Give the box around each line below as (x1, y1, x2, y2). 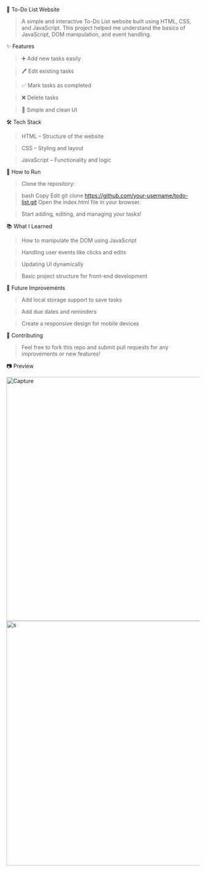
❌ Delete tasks (21, 94, 59, 101)
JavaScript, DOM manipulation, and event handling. (21, 31, 151, 38)
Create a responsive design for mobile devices (21, 320, 139, 327)
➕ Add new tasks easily (21, 55, 81, 62)
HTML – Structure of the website (21, 132, 104, 140)
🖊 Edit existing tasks (21, 67, 74, 75)
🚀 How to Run (6, 169, 41, 175)
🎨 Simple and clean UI (21, 106, 78, 113)
